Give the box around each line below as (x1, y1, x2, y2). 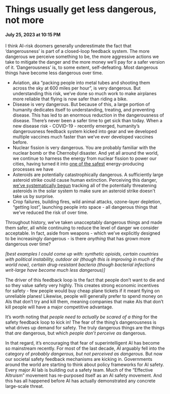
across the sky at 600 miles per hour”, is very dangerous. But (12, 85, 141, 91)
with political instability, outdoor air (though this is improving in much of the (5, 256, 163, 263)
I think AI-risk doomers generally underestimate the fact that (5, 43, 131, 49)
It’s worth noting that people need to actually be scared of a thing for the (5, 314, 158, 320)
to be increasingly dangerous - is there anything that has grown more (5, 236, 151, 242)
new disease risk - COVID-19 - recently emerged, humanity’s (12, 123, 140, 129)
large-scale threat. (5, 383, 44, 389)
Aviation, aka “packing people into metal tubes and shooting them (12, 80, 151, 86)
